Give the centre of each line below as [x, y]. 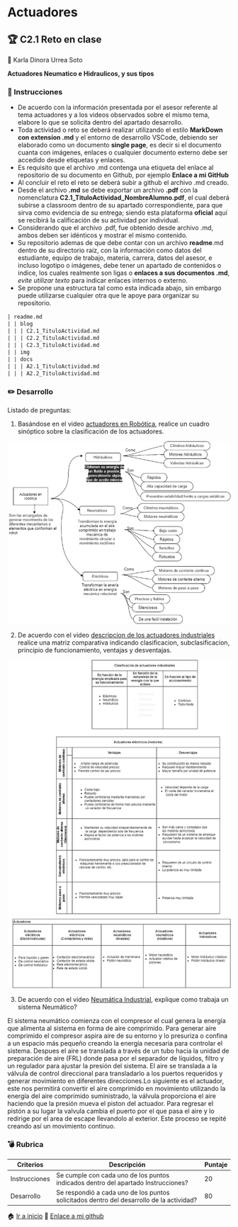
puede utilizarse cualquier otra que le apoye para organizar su [108, 295]
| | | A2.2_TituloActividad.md [53, 374]
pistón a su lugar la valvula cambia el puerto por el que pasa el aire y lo [111, 1111]
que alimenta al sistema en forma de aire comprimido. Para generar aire [112, 1028]
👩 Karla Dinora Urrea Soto [45, 60]
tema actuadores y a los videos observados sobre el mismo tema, [114, 115]
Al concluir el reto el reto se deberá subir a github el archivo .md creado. [123, 183]
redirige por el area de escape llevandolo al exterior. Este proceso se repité [117, 1118]
